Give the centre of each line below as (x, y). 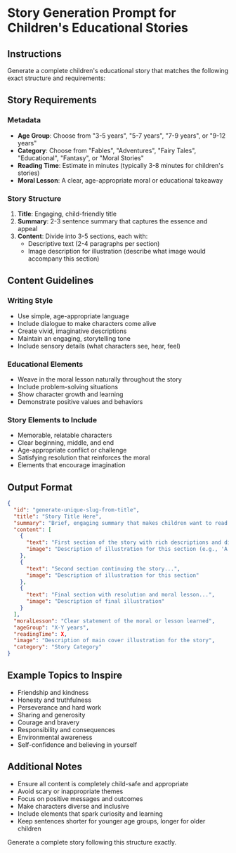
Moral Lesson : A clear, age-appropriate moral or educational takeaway (120, 180)
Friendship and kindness (53, 692)
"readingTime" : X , (41, 634)
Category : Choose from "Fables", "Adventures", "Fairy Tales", (107, 150)
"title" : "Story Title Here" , (58, 516)
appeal (27, 228)
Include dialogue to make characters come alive (87, 323)
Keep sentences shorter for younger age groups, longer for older (111, 821)
